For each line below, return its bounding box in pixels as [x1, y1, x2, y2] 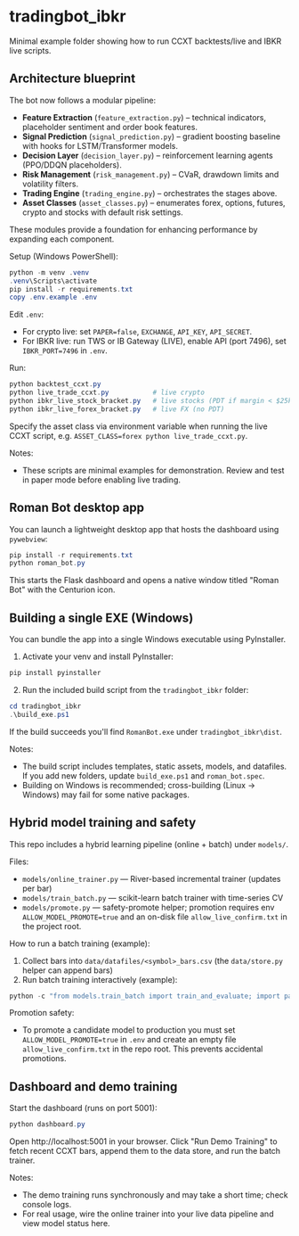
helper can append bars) [21, 965, 114, 976]
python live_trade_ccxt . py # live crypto [9, 388, 205, 398]
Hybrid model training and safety [9, 815, 197, 830]
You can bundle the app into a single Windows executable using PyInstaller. [9, 634, 287, 645]
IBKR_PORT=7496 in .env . [21, 345, 109, 356]
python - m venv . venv [9, 268, 90, 277]
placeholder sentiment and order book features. [21, 121, 198, 132]
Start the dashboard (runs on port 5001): [9, 1103, 158, 1114]
